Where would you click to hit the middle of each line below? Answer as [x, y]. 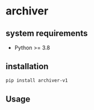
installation [27, 66]
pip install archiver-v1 [37, 80]
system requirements [47, 33]
